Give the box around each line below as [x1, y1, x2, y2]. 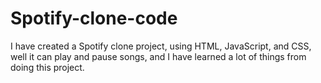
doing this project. [10, 61, 85, 73]
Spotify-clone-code [10, 7, 178, 30]
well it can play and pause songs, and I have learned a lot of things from [10, 50, 307, 62]
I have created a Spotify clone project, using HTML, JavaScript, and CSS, [10, 40, 312, 52]
